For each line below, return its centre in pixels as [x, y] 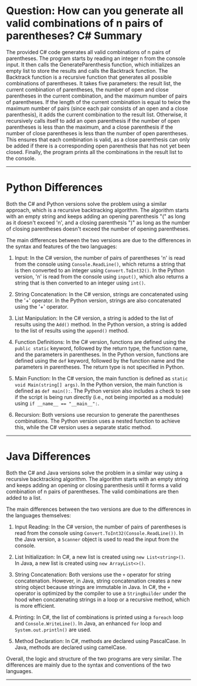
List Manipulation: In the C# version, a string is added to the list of [94, 318]
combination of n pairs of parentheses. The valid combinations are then [92, 491]
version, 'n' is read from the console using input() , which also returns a [101, 276]
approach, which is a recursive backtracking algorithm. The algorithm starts [98, 210]
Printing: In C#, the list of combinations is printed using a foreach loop [99, 617]
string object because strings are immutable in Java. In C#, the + [92, 587]
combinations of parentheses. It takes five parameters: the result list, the [94, 83]
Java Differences [48, 456]
